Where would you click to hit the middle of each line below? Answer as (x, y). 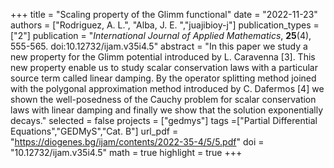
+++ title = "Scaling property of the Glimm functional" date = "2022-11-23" (164, 14)
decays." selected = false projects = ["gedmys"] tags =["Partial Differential (164, 120)
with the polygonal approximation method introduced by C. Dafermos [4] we (167, 88)
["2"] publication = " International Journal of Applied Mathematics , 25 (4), (161, 35)
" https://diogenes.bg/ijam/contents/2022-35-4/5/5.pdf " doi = (137, 142)
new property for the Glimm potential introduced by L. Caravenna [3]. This (163, 57)
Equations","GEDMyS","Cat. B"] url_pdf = (94, 131)
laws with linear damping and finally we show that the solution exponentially (167, 110)
